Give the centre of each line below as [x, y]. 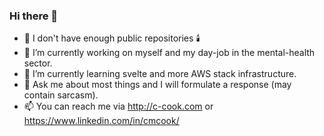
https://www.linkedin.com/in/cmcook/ [101, 121]
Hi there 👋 [34, 16]
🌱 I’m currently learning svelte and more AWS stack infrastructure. [160, 74]
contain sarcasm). [61, 95]
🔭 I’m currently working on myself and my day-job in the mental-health [169, 53]
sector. [38, 63]
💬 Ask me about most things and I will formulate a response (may [157, 85]
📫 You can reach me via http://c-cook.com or [118, 106]
